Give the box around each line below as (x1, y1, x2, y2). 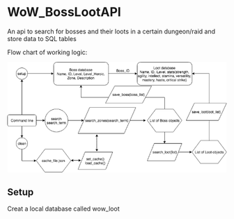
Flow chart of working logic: (7, 48, 88, 56)
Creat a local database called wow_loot (7, 204, 120, 213)
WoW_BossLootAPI (7, 4, 122, 20)
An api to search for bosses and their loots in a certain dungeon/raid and (7, 27, 216, 35)
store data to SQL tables (7, 34, 77, 42)
